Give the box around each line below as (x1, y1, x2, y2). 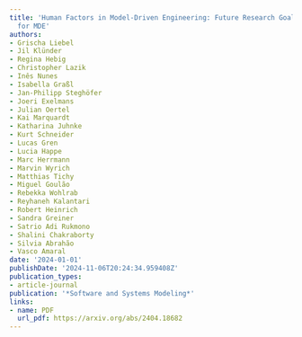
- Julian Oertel (9, 105, 70, 114)
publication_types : (9, 272, 83, 281)
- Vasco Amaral (9, 247, 67, 256)
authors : (9, 30, 42, 39)
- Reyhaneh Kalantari (9, 197, 91, 207)
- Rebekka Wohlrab (9, 189, 78, 198)
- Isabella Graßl (9, 80, 75, 89)
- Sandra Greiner (9, 213, 75, 223)
